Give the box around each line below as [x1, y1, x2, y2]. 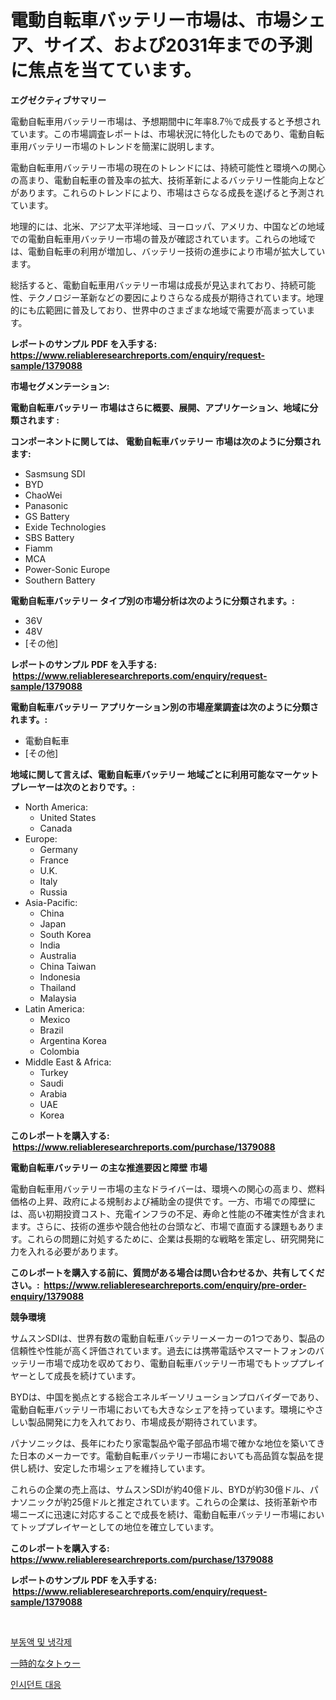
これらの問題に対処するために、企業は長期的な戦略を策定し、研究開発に [26, 1232, 325, 1245]
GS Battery [24, 510, 70, 522]
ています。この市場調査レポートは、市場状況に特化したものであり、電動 [10, 127, 307, 140]
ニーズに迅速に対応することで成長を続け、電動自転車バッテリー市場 [18, 1508, 299, 1520]
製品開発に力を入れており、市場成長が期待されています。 [27, 1416, 263, 1428]
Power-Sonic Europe [24, 563, 111, 575]
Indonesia [39, 971, 81, 983]
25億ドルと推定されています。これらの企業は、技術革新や [71, 1496, 310, 1508]
